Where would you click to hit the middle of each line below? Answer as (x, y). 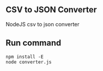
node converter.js (29, 62)
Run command (33, 43)
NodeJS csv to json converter (42, 24)
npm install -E (25, 57)
